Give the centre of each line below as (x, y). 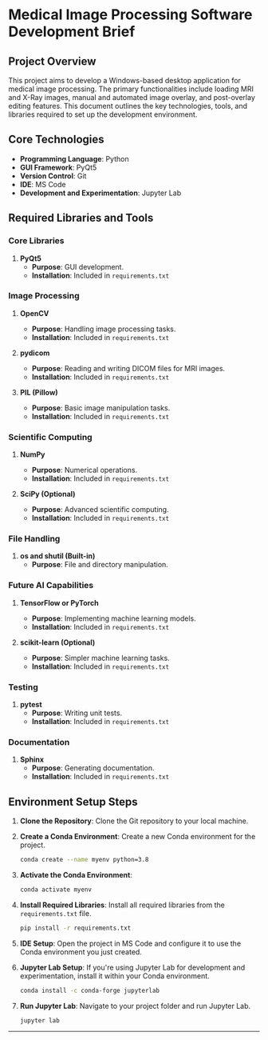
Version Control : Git (53, 176)
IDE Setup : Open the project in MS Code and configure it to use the (130, 943)
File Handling (34, 539)
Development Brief (72, 32)
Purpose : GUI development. (78, 266)
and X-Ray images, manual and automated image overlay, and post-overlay (132, 97)
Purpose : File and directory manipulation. (100, 565)
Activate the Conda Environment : (76, 874)
